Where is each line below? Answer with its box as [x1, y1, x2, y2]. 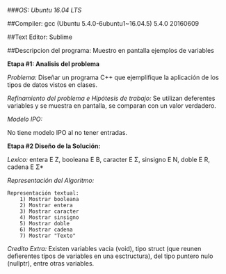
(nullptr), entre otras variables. [7, 259, 95, 267]
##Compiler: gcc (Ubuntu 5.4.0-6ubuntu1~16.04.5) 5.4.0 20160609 [7, 19, 200, 27]
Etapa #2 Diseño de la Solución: [7, 142, 101, 150]
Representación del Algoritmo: [7, 177, 95, 184]
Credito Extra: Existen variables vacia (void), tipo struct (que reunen [7, 245, 202, 252]
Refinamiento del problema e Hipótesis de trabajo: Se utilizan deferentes [7, 94, 216, 102]
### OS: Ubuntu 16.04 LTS [7, 6, 82, 14]
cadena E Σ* [7, 163, 44, 171]
